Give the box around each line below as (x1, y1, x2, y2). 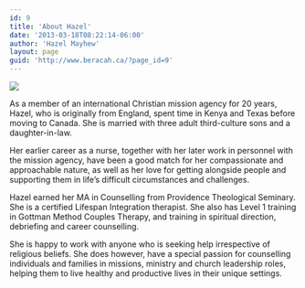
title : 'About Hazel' (9, 22, 92, 31)
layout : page (9, 48, 59, 57)
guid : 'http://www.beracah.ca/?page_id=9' (9, 56, 174, 65)
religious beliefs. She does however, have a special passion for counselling (9, 249, 291, 259)
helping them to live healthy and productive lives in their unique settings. (9, 268, 283, 279)
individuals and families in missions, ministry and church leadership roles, (9, 258, 286, 269)
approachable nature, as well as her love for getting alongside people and (9, 165, 287, 175)
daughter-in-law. (9, 127, 73, 138)
